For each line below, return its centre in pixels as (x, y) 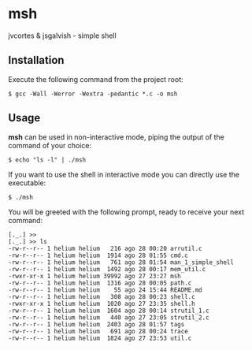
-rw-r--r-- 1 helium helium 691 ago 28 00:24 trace (98, 331)
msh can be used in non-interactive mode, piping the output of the (116, 137)
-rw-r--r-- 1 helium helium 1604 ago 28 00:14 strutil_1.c (109, 311)
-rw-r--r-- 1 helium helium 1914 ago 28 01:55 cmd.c (98, 255)
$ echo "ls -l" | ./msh (47, 160)
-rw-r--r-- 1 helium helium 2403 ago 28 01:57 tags (96, 324)
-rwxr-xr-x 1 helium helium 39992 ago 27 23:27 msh (94, 276)
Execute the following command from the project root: (96, 79)
